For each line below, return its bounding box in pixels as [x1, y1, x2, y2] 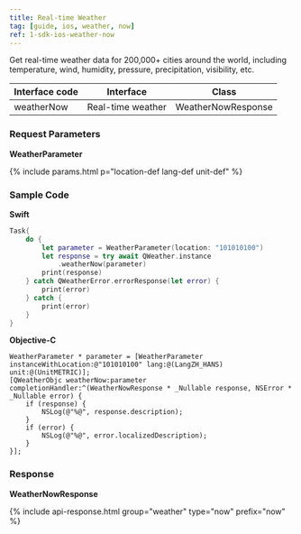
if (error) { [25, 423, 75, 433]
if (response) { [25, 400, 87, 409]
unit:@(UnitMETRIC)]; [9, 368, 91, 377]
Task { [9, 226, 30, 235]
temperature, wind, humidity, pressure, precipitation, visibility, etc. [9, 64, 255, 75]
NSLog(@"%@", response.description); [41, 408, 183, 417]
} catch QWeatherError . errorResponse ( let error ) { [25, 277, 220, 286]
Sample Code [9, 189, 69, 201]
